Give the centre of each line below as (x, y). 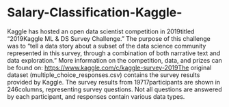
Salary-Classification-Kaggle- (95, 13)
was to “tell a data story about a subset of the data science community (107, 46)
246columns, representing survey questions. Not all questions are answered (114, 89)
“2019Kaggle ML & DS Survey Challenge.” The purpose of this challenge (109, 38)
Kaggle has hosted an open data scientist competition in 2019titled (101, 31)
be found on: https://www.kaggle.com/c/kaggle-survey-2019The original (109, 67)
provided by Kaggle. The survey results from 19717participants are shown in (114, 82)
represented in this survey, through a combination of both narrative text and (114, 53)
